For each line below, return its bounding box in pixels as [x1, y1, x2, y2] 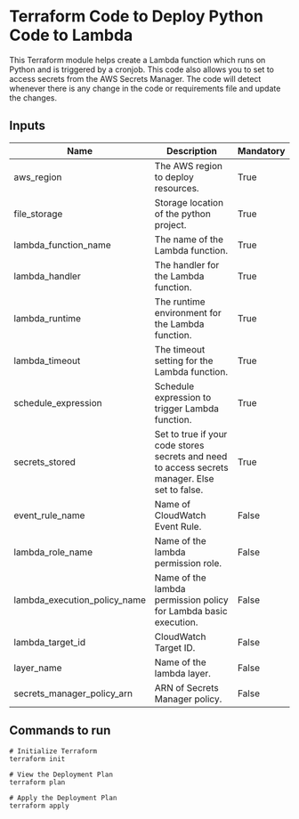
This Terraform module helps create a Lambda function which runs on [9, 54, 266, 65]
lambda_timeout [13, 354, 81, 367]
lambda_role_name [13, 546, 93, 558]
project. [154, 218, 187, 231]
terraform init [9, 754, 66, 763]
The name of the [154, 233, 224, 246]
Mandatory [237, 144, 286, 157]
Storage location [154, 196, 224, 208]
